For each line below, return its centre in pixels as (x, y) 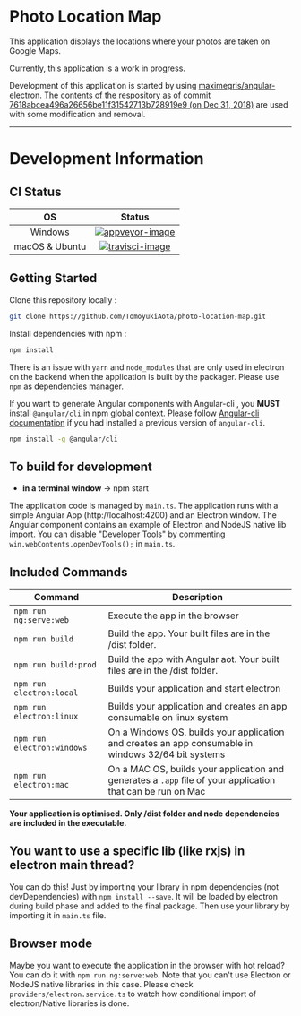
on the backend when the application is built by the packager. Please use (144, 376)
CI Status (35, 191)
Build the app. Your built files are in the (189, 633)
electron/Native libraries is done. (69, 1003)
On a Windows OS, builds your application (196, 732)
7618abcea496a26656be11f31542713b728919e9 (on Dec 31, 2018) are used (149, 104)
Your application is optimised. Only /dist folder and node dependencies (145, 814)
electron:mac (42, 784)
